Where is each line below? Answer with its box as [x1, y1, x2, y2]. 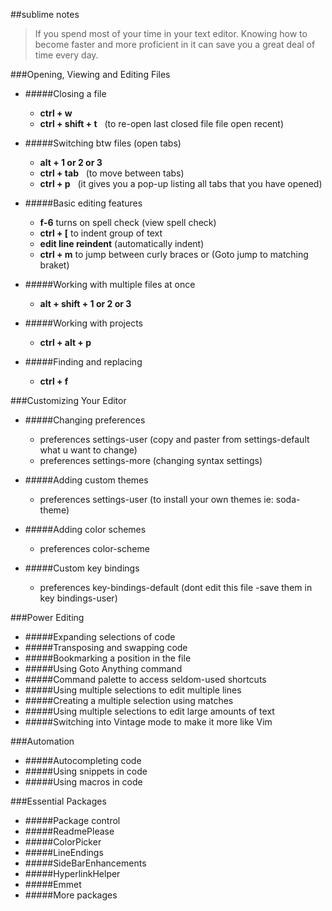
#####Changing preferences [24, 414, 146, 426]
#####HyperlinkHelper [24, 868, 121, 879]
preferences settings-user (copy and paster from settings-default [39, 434, 310, 445]
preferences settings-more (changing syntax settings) [39, 455, 263, 466]
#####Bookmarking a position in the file [24, 652, 192, 664]
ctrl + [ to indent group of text [39, 227, 163, 239]
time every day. [34, 49, 99, 61]
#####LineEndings [24, 847, 104, 858]
